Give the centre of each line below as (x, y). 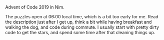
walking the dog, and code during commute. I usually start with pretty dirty (82, 27)
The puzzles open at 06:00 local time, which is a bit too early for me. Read (82, 17)
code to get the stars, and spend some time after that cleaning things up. (80, 32)
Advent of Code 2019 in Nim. (35, 7)
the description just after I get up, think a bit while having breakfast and (78, 22)
